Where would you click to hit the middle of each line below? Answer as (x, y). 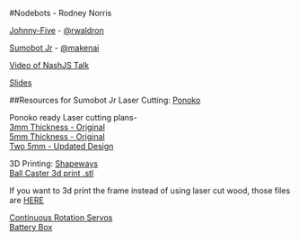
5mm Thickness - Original (57, 137)
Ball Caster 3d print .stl (52, 173)
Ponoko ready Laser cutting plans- (73, 117)
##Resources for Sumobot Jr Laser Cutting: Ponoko (105, 100)
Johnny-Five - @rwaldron (57, 30)
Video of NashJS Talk (49, 65)
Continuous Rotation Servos (61, 218)
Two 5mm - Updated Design (62, 146)
